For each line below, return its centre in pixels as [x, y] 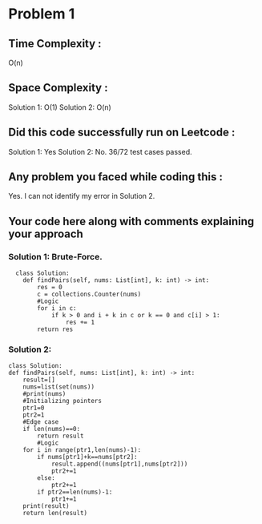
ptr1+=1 [64, 499]
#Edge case [41, 422]
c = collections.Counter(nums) [89, 294]
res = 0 [50, 288]
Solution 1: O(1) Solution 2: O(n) [60, 107]
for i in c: [57, 308]
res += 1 [80, 322]
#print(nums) [44, 394]
